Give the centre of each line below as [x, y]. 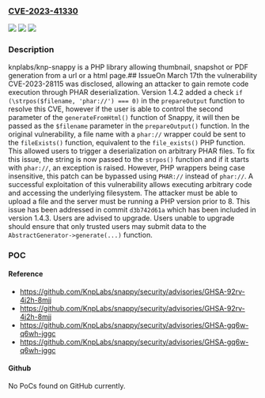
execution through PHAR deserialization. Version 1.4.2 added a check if [125, 92]
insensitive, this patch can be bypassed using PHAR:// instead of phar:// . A [131, 176]
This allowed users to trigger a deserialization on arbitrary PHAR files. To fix [132, 151]
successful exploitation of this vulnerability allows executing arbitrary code [130, 184]
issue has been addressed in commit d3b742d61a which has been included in [132, 209]
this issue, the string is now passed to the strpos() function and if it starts [129, 159]
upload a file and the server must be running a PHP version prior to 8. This [129, 201]
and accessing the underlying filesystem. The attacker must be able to [123, 193]
